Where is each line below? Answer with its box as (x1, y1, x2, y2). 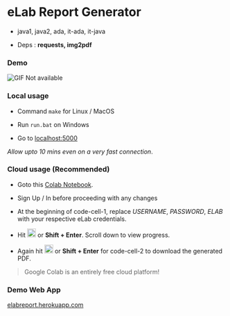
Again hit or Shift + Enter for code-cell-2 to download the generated (17, 247, 223, 255)
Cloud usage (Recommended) (7, 165, 110, 174)
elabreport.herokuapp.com (7, 301, 84, 309)
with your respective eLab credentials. (17, 215, 127, 223)
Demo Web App (7, 285, 61, 294)
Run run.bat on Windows (17, 120, 89, 128)
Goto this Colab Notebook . (17, 180, 94, 188)
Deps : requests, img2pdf (17, 40, 92, 49)
